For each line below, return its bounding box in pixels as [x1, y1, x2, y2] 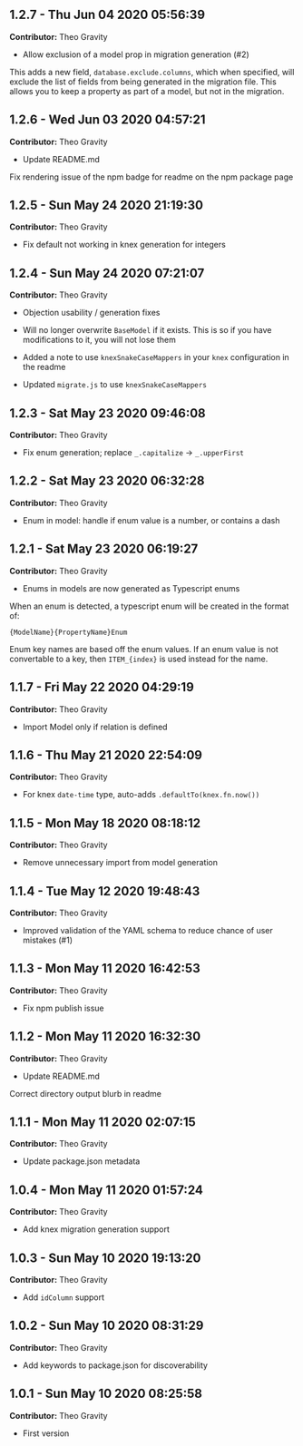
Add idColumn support [22, 1292, 105, 1303]
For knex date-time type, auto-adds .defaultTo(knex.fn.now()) [22, 789, 260, 800]
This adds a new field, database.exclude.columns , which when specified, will [9, 66, 295, 77]
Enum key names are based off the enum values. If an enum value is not [9, 643, 279, 654]
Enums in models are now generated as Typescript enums [22, 582, 240, 593]
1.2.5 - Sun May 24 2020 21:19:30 [9, 198, 204, 213]
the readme [22, 362, 66, 373]
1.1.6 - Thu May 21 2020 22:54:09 [9, 747, 202, 763]
